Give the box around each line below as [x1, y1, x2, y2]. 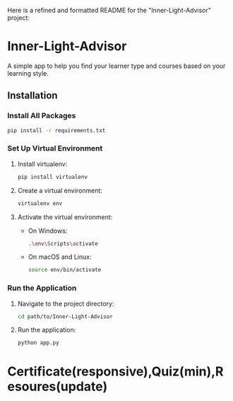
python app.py [17, 339, 59, 347]
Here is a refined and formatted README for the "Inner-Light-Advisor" [7, 6, 212, 14]
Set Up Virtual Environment [7, 144, 103, 153]
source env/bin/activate [28, 267, 102, 274]
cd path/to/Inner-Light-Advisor [17, 313, 113, 320]
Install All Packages [7, 111, 76, 121]
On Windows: [28, 226, 68, 235]
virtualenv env [17, 199, 63, 207]
